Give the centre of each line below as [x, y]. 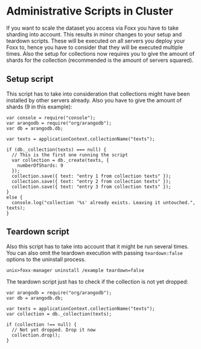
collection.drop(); [36, 335]
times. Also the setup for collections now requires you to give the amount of [101, 53]
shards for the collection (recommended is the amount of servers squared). [100, 60]
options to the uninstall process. [46, 259]
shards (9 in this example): [39, 107]
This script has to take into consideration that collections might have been [98, 94]
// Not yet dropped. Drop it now [54, 330]
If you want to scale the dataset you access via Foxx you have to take [93, 28]
